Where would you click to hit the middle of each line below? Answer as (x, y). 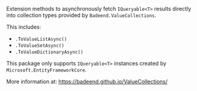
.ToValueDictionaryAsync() (49, 52)
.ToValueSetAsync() (40, 45)
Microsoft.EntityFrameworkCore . (46, 70)
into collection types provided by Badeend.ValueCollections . (81, 15)
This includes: (24, 27)
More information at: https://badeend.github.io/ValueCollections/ (87, 82)
